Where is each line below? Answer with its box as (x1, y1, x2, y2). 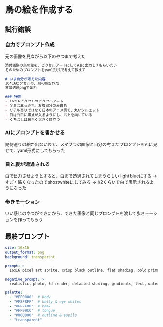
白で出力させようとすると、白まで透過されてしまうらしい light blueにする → (5, 173, 157, 179)
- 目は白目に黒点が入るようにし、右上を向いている (5, 112, 93, 117)
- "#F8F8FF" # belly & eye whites (9, 299, 81, 304)
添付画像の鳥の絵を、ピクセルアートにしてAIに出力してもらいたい (5, 63, 117, 68)
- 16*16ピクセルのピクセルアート (5, 99, 64, 104)
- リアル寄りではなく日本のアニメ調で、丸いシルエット (5, 108, 99, 113)
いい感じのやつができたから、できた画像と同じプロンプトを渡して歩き (5, 210, 146, 216)
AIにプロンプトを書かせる (5, 129, 65, 136)
